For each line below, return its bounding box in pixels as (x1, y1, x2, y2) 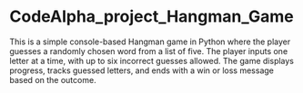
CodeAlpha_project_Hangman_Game (9, 6, 294, 27)
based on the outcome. (9, 74, 97, 85)
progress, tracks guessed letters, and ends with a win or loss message (9, 65, 275, 76)
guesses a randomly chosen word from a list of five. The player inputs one (9, 45, 288, 56)
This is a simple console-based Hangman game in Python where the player (9, 36, 291, 47)
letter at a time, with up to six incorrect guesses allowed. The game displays (9, 55, 294, 66)
